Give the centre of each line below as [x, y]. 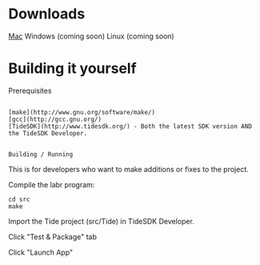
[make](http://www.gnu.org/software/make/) [82, 112]
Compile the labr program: [52, 184]
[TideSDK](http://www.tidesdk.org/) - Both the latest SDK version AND [130, 126]
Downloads [47, 14]
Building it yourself [73, 68]
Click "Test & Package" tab [53, 236]
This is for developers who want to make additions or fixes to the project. [129, 169]
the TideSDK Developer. [48, 133]
